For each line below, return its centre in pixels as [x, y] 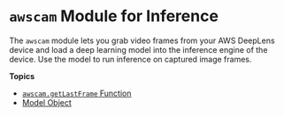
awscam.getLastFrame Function [77, 93]
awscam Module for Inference [114, 16]
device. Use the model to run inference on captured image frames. [130, 59]
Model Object [47, 102]
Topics [22, 76]
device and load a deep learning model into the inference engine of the [138, 49]
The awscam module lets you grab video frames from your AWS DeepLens [142, 40]
